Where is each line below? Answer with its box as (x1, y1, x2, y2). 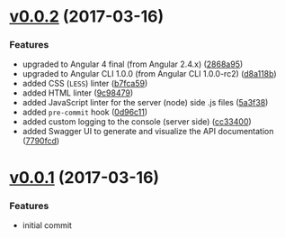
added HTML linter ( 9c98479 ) (22, 87, 134, 98)
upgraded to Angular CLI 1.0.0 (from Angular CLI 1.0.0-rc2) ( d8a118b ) (22, 69, 277, 79)
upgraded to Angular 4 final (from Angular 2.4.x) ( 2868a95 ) (22, 59, 244, 69)
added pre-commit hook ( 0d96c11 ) (22, 106, 148, 118)
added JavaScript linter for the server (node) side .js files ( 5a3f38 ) (22, 97, 269, 108)
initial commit (22, 219, 72, 231)
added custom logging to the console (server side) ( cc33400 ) (22, 116, 252, 127)
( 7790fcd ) (22, 135, 60, 146)
